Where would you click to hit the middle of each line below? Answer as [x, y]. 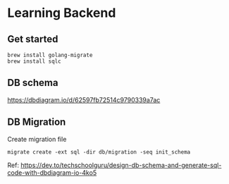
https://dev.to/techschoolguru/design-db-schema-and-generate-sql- [121, 165]
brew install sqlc [34, 61]
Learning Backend [62, 13]
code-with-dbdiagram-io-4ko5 [52, 172]
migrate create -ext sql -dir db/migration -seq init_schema [99, 152]
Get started [33, 39]
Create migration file [37, 139]
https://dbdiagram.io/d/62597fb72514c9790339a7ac [84, 99]
